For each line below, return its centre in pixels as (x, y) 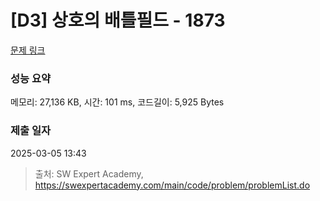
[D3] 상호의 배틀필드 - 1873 (118, 20)
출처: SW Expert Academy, (89, 173)
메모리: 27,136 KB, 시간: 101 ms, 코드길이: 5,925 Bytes (117, 102)
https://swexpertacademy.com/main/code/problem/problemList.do (172, 185)
